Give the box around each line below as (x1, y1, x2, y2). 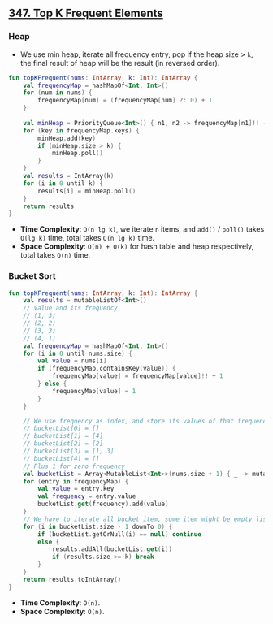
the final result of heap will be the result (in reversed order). (19, 58, 220, 67)
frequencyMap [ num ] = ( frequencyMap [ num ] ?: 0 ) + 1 (37, 97, 213, 105)
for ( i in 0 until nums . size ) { (23, 349, 132, 357)
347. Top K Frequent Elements (8, 6, 164, 20)
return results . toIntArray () (23, 575, 122, 583)
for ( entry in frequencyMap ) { (23, 477, 129, 486)
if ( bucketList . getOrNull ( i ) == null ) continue (37, 530, 201, 539)
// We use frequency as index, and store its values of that (23, 417, 234, 425)
